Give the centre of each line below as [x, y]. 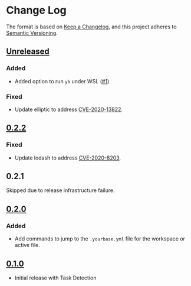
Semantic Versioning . [32, 32]
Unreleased [28, 52]
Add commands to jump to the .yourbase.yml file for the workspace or [100, 239]
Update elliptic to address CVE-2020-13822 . [68, 109]
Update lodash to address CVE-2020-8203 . [68, 158]
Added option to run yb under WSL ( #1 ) [62, 81]
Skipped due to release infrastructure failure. [60, 190]
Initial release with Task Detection [55, 278]
